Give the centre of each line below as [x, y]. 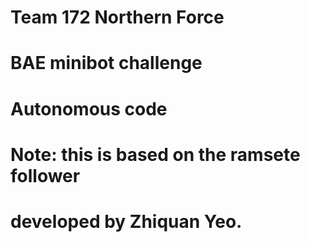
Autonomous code [89, 108]
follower [45, 175]
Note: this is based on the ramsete [155, 154]
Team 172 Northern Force [117, 17]
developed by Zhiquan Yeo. [126, 221]
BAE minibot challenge [106, 63]
